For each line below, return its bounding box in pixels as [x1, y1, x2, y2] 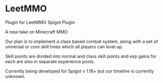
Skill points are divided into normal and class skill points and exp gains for [5, 53, 157, 59]
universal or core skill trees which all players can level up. [5, 43, 124, 49]
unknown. [5, 73, 26, 79]
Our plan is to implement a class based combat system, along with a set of [5, 38, 158, 44]
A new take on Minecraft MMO [5, 29, 68, 35]
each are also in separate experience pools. [5, 58, 95, 64]
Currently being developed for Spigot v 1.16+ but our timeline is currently [5, 68, 154, 74]
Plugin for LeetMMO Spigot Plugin [5, 19, 75, 25]
